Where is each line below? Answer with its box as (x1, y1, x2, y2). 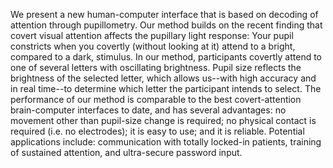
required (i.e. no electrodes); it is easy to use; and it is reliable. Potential (10, 125, 305, 137)
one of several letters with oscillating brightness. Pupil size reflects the (10, 62, 302, 73)
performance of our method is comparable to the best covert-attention (10, 94, 302, 105)
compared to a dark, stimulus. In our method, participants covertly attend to (10, 51, 322, 63)
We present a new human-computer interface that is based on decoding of (10, 9, 319, 20)
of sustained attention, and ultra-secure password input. (10, 147, 243, 158)
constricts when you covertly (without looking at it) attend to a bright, (10, 40, 296, 52)
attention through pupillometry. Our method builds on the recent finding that (10, 19, 323, 31)
